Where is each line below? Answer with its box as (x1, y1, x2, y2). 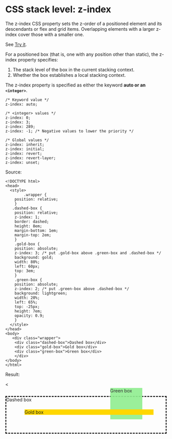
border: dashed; (14, 219, 50, 224)
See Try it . (5, 41, 27, 47)
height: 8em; (14, 224, 42, 229)
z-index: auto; (5, 101, 38, 107)
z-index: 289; (5, 124, 36, 129)
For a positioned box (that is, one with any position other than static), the (5, 51, 159, 57)
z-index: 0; (5, 115, 31, 120)
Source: (5, 169, 22, 175)
